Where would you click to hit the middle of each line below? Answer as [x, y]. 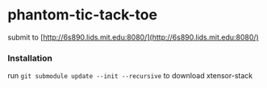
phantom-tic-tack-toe [83, 15]
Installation [30, 58]
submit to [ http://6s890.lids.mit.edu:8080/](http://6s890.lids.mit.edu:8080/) [133, 37]
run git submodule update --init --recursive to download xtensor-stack [130, 76]
